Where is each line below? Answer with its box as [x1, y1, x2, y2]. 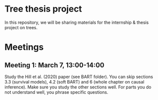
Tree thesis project [4, 3, 82, 15]
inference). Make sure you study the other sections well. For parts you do [4, 84, 152, 90]
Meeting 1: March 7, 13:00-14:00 [4, 61, 105, 69]
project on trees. [4, 24, 38, 30]
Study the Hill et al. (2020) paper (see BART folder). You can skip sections [4, 74, 154, 80]
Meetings [4, 42, 44, 53]
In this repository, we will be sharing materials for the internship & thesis [4, 19, 149, 25]
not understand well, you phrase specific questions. [4, 89, 108, 95]
